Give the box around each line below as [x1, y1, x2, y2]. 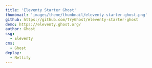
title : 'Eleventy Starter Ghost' [5, 7, 77, 13]
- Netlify [10, 55, 31, 60]
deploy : [5, 50, 22, 55]
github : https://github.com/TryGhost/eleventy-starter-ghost [5, 17, 139, 22]
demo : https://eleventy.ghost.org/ [5, 21, 81, 27]
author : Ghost [5, 27, 36, 32]
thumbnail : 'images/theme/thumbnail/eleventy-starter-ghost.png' [5, 12, 147, 17]
